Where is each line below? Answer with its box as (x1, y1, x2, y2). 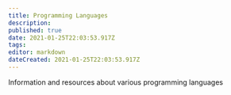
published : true (8, 26, 62, 34)
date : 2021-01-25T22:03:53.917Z (8, 33, 115, 42)
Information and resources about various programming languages (8, 77, 224, 87)
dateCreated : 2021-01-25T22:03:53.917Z (8, 56, 141, 64)
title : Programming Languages (8, 11, 109, 20)
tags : (8, 41, 26, 49)
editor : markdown (8, 48, 66, 56)
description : (8, 19, 52, 27)
